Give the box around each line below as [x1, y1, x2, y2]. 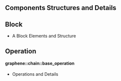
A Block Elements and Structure [12, 33, 77, 39]
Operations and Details [12, 71, 59, 77]
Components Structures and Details [5, 4, 117, 12]
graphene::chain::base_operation [5, 60, 75, 67]
